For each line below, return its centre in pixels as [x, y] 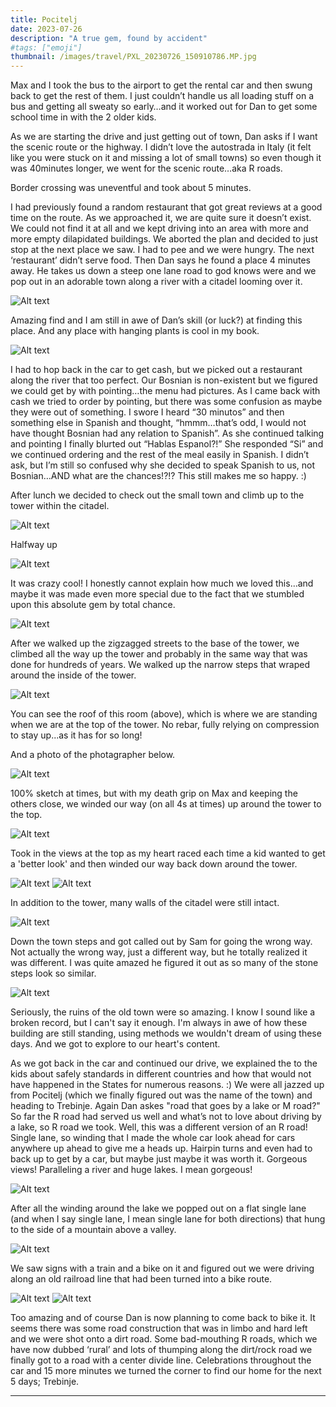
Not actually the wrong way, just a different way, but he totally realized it [159, 952]
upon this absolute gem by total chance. [93, 605]
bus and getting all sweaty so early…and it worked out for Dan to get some [164, 107]
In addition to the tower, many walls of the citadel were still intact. [145, 903]
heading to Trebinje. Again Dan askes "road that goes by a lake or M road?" [165, 1106]
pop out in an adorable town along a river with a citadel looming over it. [156, 282]
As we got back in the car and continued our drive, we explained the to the [164, 1063]
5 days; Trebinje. [45, 1382]
